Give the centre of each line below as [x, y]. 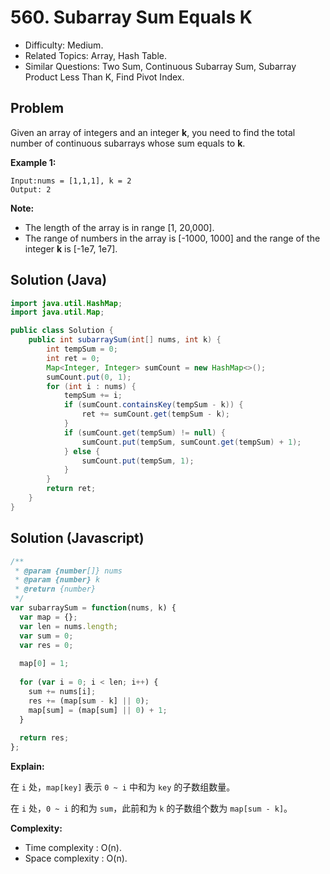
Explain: [27, 766]
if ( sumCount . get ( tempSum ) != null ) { [144, 432]
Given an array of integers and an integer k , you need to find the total [153, 132]
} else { [82, 451]
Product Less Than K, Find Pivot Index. [104, 77]
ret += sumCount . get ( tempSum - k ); [155, 414]
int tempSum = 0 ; [82, 349]
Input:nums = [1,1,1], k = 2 [71, 181]
